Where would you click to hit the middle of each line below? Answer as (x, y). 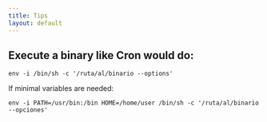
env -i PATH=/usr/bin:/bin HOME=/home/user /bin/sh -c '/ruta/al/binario (134, 103)
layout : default (35, 23)
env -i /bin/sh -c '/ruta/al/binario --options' (91, 74)
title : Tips (28, 16)
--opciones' (28, 110)
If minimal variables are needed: (61, 89)
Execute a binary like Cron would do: (101, 55)
